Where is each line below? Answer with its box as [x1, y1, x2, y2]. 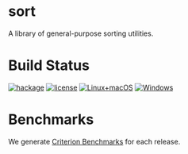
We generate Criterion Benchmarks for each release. [8, 137, 181, 146]
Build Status [8, 56, 90, 75]
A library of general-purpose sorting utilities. [8, 29, 154, 38]
